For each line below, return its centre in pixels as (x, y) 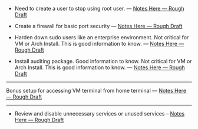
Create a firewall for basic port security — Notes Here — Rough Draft (98, 26)
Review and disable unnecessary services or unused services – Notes (99, 113)
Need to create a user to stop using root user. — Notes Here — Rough (99, 9)
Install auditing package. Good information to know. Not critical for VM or (103, 61)
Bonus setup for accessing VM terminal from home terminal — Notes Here (96, 91)
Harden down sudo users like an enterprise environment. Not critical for (102, 37)
